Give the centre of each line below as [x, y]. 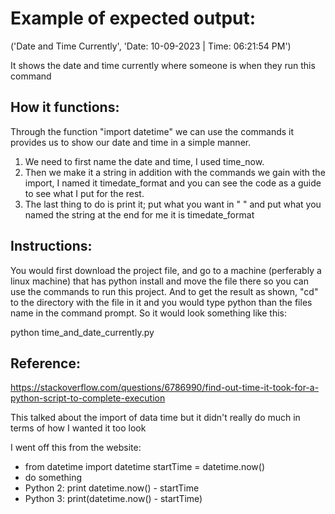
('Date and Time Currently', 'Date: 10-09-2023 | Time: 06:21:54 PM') [151, 46]
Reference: [45, 363]
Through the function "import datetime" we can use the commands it [152, 131]
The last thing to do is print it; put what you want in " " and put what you [173, 204]
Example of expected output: [133, 18]
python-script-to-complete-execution [88, 398]
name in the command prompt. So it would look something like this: [148, 313]
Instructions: [51, 246]
